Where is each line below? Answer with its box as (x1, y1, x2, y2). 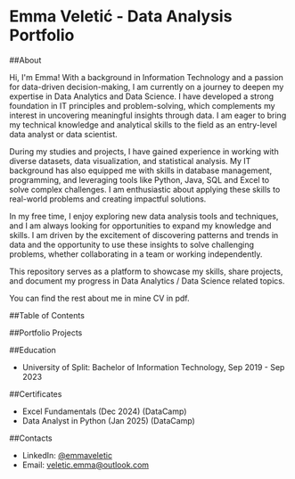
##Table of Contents (9, 310, 85, 320)
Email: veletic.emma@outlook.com (21, 459, 150, 470)
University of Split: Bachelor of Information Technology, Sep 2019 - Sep (21, 361, 285, 372)
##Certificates (9, 388, 62, 399)
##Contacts (9, 433, 53, 443)
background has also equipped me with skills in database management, (9, 165, 273, 176)
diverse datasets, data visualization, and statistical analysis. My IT (9, 155, 251, 166)
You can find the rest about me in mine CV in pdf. (9, 293, 190, 303)
